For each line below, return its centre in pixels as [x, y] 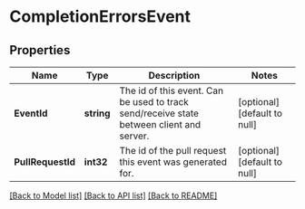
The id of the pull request [173, 151]
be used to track [154, 102]
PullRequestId [44, 162]
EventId [31, 113]
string [97, 113]
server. [134, 136]
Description [174, 76]
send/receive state [159, 113]
